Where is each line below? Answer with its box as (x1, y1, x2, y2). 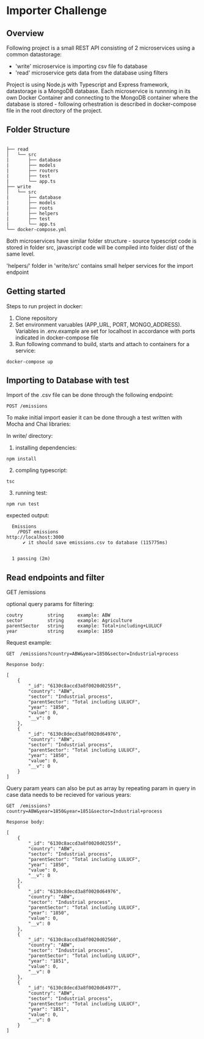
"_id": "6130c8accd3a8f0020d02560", (28, 937, 122, 943)
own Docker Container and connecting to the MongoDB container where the (6, 94, 199, 101)
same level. (6, 250, 35, 257)
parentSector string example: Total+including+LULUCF (6, 623, 163, 629)
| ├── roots (6, 205, 53, 211)
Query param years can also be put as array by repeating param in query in (6, 785, 196, 792)
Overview (6, 28, 45, 39)
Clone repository (15, 314, 58, 322)
